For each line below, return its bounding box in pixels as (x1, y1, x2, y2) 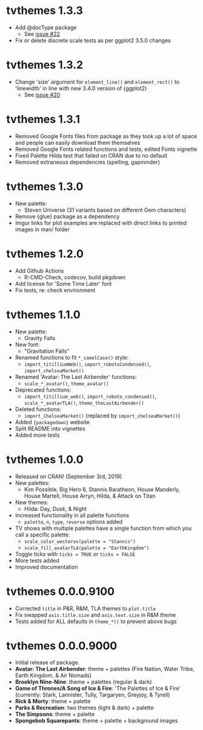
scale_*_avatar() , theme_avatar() (24, 380, 109, 387)
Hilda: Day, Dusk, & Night (24, 505, 87, 512)
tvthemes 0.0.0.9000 (6, 639, 118, 653)
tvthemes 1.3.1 (6, 113, 81, 127)
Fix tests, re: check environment (15, 287, 96, 294)
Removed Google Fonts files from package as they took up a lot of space (15, 132, 198, 140)
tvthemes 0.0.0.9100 (6, 585, 115, 598)
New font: (15, 341, 40, 348)
